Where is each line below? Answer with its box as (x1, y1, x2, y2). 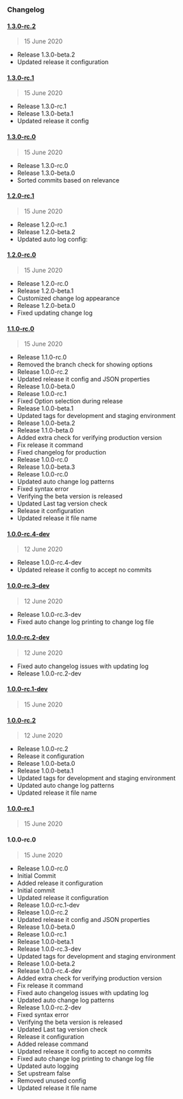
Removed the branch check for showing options (16, 360, 153, 369)
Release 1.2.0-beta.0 (16, 301, 75, 309)
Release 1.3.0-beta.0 (16, 169, 75, 177)
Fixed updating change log (16, 308, 93, 317)
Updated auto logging (16, 1062, 79, 1070)
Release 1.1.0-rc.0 (16, 353, 67, 362)
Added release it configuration (16, 879, 103, 887)
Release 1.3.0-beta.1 (16, 109, 74, 118)
